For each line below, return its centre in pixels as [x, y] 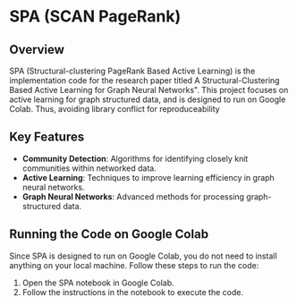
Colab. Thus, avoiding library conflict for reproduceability [115, 109]
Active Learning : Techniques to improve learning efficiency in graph [148, 177]
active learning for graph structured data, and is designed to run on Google [148, 99]
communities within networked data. [89, 168]
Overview [37, 50]
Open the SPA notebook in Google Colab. [98, 283]
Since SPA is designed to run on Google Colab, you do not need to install [143, 256]
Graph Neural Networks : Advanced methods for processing [133, 196]
